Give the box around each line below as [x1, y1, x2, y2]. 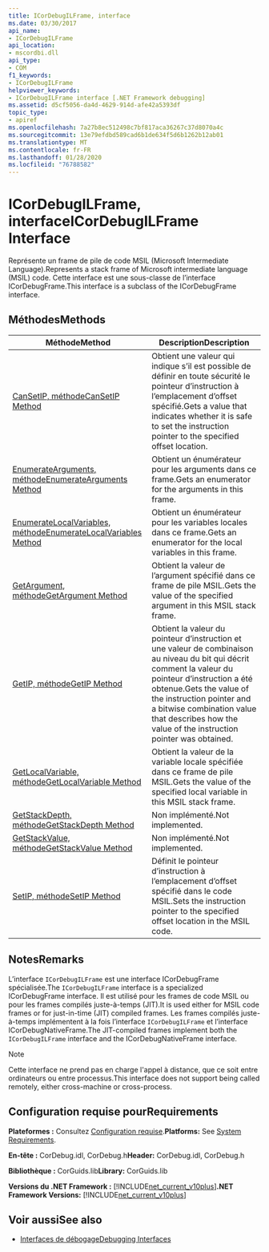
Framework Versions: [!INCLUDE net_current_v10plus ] [8, 1189, 187, 1199]
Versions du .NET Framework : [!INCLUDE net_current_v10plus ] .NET [8, 1181, 234, 1191]
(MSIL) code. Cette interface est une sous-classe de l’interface [8, 273, 216, 283]
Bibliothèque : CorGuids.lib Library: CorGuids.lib [8, 1165, 168, 1175]
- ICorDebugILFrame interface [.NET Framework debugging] [8, 94, 206, 102]
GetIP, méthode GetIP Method [12, 678, 122, 689]
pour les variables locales [151, 516, 248, 527]
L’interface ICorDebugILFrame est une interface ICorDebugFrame [8, 974, 219, 983]
